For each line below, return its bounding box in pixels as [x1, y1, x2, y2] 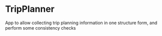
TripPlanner [5, 3, 54, 15]
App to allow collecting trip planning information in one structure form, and [5, 20, 158, 26]
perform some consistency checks [5, 25, 76, 31]
